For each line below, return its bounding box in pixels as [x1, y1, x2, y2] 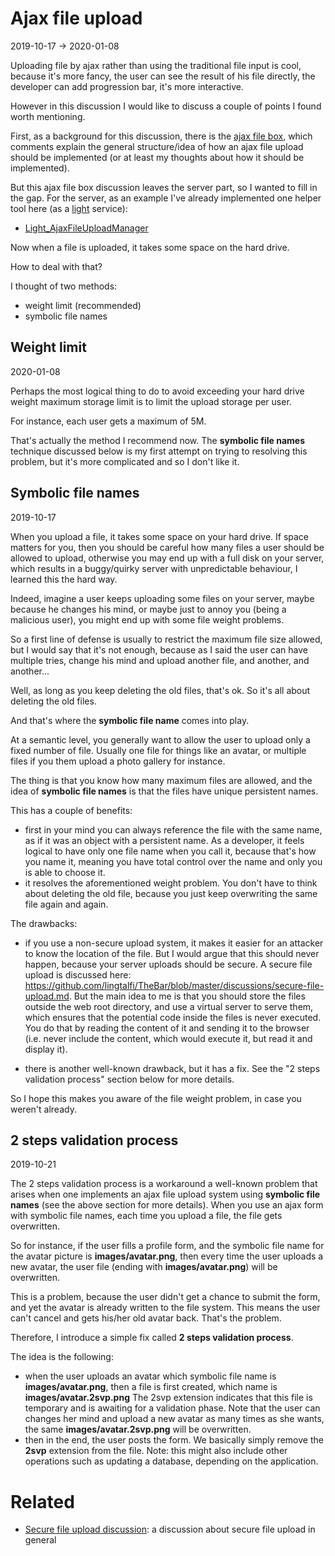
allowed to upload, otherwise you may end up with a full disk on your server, [10, 552, 325, 564]
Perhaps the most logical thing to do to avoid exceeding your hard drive [10, 385, 305, 397]
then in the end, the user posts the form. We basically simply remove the [24, 1434, 324, 1446]
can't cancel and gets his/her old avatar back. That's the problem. [10, 1312, 282, 1324]
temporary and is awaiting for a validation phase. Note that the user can [24, 1402, 321, 1414]
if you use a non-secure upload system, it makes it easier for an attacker [24, 937, 324, 949]
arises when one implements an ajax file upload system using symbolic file [10, 1188, 321, 1201]
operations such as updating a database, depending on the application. [24, 1455, 319, 1467]
